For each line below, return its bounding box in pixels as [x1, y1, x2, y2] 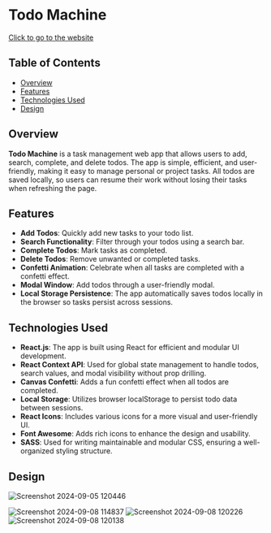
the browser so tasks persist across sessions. [19, 297, 173, 307]
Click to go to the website [8, 32, 94, 42]
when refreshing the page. [8, 183, 97, 193]
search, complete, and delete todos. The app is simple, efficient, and [8, 157, 238, 167]
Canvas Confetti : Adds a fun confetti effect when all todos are [19, 377, 230, 387]
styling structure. [55, 446, 113, 456]
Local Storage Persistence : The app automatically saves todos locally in [19, 288, 264, 298]
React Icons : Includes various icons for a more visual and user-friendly [19, 412, 258, 422]
